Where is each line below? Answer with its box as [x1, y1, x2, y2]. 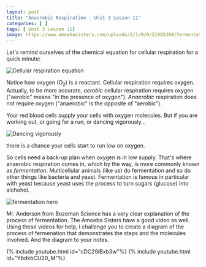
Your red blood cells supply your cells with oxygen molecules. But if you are [6, 111, 198, 119]
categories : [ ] [6, 20, 48, 26]
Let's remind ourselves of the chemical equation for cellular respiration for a [6, 48, 198, 56]
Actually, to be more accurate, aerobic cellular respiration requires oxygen [6, 86, 194, 94]
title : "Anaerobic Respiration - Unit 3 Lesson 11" [6, 15, 141, 21]
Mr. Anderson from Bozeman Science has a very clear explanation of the [6, 209, 190, 217]
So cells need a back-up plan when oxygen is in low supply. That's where [6, 154, 192, 161]
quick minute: [6, 55, 41, 62]
